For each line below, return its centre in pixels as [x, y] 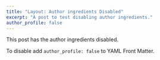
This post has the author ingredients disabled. [62, 40]
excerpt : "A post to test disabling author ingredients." [79, 17]
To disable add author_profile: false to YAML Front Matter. [80, 51]
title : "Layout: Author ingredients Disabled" [65, 12]
